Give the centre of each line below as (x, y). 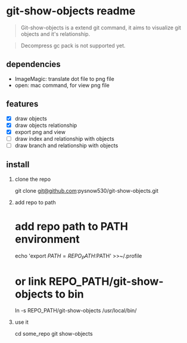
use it (21, 322)
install (18, 165)
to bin (70, 294)
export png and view (40, 132)
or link (30, 281)
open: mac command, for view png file (62, 85)
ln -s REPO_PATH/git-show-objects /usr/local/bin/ (76, 311)
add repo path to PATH (71, 226)
